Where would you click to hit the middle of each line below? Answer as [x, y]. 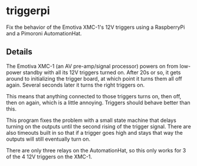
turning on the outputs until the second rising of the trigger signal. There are [99, 126]
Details [19, 52]
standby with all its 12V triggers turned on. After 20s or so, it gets [102, 72]
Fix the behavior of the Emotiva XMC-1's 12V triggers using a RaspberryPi [96, 27]
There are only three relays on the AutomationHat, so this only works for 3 [96, 150]
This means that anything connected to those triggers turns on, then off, [94, 96]
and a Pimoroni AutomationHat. [44, 33]
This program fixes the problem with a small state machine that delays [91, 120]
